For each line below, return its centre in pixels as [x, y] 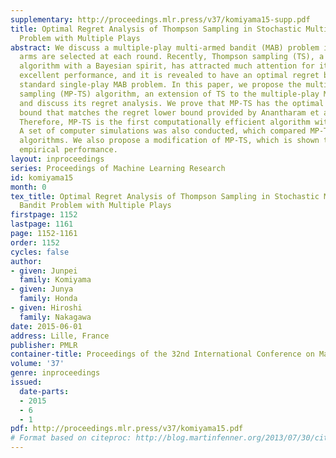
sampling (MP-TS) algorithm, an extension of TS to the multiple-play [169, 94]
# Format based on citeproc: [71, 438]
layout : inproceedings [57, 159]
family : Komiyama [55, 280]
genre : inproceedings [55, 373]
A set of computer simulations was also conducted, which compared [163, 131]
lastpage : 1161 [42, 224]
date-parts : [44, 391]
